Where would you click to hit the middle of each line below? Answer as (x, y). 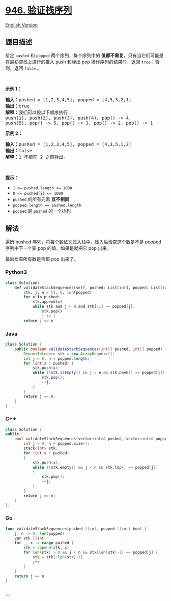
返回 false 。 (28, 68)
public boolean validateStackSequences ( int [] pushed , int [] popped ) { (91, 349)
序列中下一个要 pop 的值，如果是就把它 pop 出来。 (58, 248)
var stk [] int (29, 538)
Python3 (16, 272)
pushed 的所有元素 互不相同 (41, 199)
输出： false (19, 150)
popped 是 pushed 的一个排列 (42, 211)
